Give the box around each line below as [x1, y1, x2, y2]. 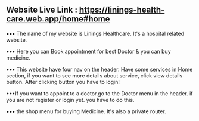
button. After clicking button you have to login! [6, 78, 120, 85]
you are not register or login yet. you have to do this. [6, 96, 135, 103]
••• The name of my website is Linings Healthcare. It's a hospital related [6, 30, 185, 37]
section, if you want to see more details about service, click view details [6, 72, 183, 79]
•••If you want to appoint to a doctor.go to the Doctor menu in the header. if [6, 89, 193, 97]
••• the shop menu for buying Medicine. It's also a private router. [6, 107, 167, 115]
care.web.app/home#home [6, 14, 110, 24]
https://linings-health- [79, 5, 165, 15]
